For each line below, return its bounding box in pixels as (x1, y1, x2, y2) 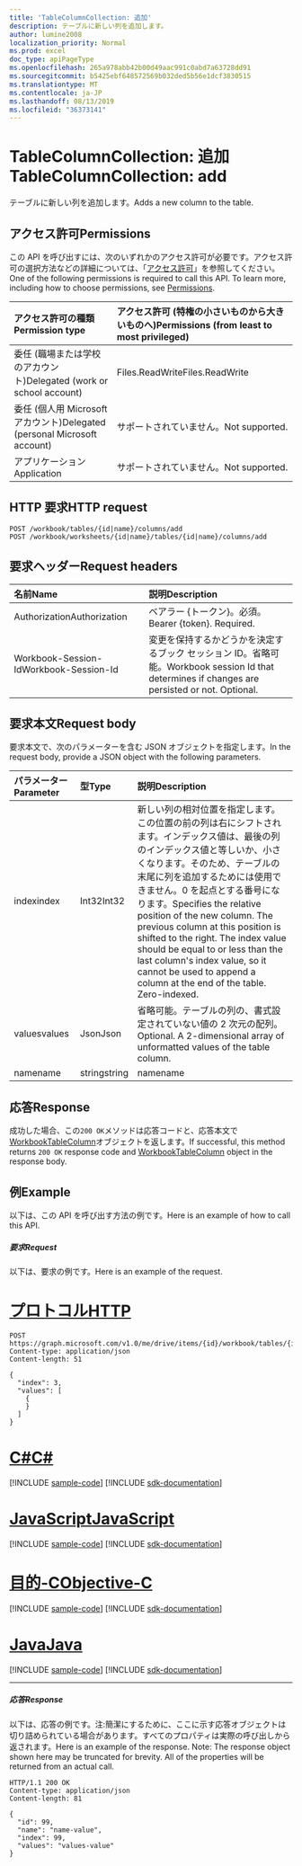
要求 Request (9, 1241, 58, 1252)
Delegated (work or (26, 375, 109, 387)
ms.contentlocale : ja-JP (9, 88, 102, 97)
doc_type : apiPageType (9, 55, 94, 64)
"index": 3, (17, 1378, 63, 1387)
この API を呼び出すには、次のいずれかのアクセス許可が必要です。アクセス (9, 252, 285, 262)
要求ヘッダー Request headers (9, 559, 178, 574)
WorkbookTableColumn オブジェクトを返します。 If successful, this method (9, 1136, 286, 1147)
